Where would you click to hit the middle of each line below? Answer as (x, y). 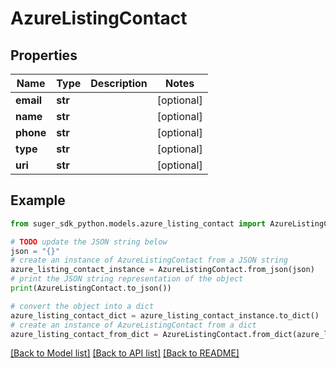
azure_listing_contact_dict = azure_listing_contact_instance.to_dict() (165, 315)
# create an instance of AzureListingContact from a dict (133, 325)
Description (119, 83)
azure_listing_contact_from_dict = (84, 334)
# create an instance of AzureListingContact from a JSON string (149, 260)
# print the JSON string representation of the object (127, 279)
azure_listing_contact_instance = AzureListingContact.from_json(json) (162, 270)
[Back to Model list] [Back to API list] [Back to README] (125, 353)
